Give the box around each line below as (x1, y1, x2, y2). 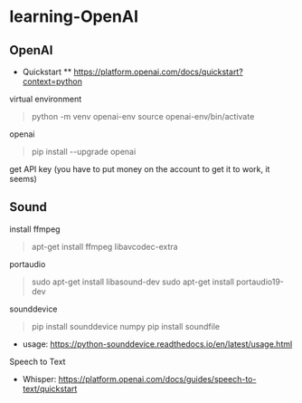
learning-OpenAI (9, 6, 138, 27)
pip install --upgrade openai (31, 147, 137, 157)
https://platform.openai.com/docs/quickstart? (73, 66, 244, 77)
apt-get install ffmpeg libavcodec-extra (31, 241, 178, 252)
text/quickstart (22, 383, 78, 394)
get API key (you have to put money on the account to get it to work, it (9, 164, 270, 174)
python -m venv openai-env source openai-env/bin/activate (31, 111, 255, 121)
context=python (22, 76, 83, 87)
